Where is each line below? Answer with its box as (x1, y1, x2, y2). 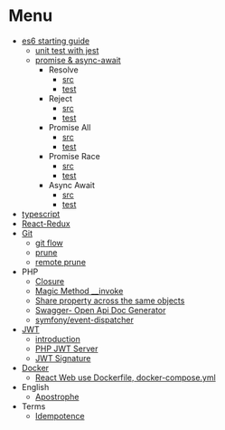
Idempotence (34, 410, 85, 421)
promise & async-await (34, 54, 121, 65)
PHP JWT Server (34, 343, 98, 354)
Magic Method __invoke (34, 285, 124, 296)
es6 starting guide (21, 35, 90, 46)
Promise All (48, 121, 91, 132)
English (21, 381, 50, 392)
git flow (34, 237, 64, 248)
